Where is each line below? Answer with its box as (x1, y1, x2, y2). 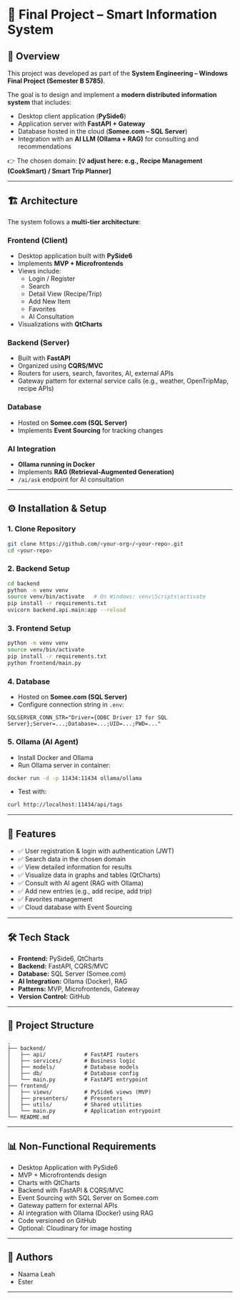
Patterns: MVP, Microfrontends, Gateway (17, 984, 140, 993)
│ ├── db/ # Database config (7, 1069, 139, 1077)
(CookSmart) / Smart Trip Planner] (7, 167, 111, 175)
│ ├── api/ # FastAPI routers (7, 1051, 139, 1058)
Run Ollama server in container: (17, 761, 111, 769)
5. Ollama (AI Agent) (7, 737, 79, 747)
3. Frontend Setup (7, 624, 71, 634)
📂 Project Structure (7, 1019, 94, 1031)
